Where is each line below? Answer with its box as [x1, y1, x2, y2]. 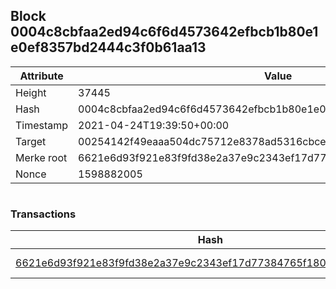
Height [15, 85, 47, 99]
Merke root [15, 150, 68, 164]
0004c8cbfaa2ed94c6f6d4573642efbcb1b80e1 [10, 24, 319, 41]
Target [15, 134, 47, 148]
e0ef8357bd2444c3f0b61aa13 [10, 39, 207, 56]
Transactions [10, 207, 77, 221]
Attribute [19, 69, 64, 83]
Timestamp [15, 118, 69, 132]
